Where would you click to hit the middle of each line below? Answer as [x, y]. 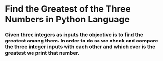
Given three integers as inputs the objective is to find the [74, 35]
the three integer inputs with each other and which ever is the [80, 47]
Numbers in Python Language [67, 19]
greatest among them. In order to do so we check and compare [82, 41]
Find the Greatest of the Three [68, 9]
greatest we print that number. [42, 53]
